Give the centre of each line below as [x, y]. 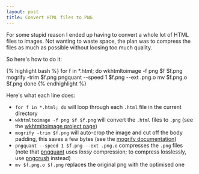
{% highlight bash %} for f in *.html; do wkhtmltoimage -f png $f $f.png [94, 70]
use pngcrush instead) [43, 158]
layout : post [23, 12]
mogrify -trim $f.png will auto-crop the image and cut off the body [99, 132]
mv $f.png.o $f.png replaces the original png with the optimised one [100, 164]
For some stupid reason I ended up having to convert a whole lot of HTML [98, 34]
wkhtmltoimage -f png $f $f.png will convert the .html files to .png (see [104, 120]
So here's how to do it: [34, 59]
